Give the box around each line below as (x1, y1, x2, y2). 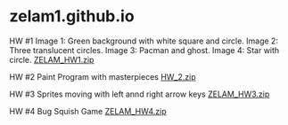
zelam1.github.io (9, 6, 136, 27)
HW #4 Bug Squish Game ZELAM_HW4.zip (9, 105, 167, 116)
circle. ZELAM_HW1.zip (9, 54, 95, 65)
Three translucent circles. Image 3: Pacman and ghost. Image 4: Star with (9, 44, 280, 55)
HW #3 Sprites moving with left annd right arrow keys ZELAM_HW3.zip (9, 89, 270, 99)
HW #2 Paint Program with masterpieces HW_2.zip (9, 71, 196, 82)
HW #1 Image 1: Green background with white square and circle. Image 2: (9, 35, 279, 46)
